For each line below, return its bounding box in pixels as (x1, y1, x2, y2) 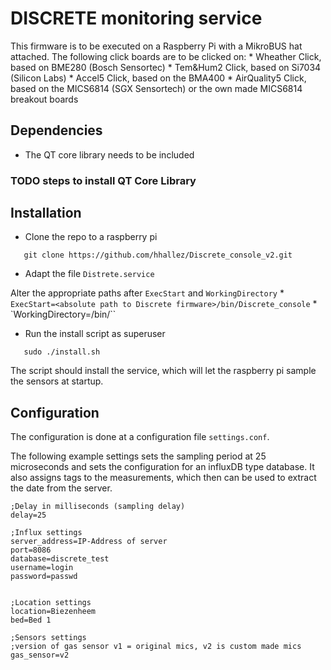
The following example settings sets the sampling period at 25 (10, 450, 267, 462)
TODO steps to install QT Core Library (10, 173, 197, 187)
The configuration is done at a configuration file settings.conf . (10, 431, 270, 443)
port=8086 (10, 545, 52, 556)
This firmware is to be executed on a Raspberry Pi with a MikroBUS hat (10, 40, 303, 52)
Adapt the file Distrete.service (24, 268, 155, 280)
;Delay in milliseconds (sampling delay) (10, 502, 186, 512)
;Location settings (10, 598, 92, 608)
